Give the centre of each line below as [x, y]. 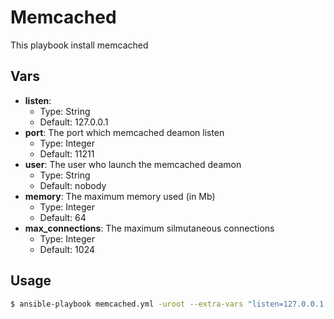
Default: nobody [73, 185]
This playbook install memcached [79, 45]
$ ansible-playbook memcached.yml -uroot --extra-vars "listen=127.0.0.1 [167, 304]
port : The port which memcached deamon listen [124, 132]
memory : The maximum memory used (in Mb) [120, 196]
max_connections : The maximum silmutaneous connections [149, 228]
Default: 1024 [67, 249]
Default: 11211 [67, 153]
